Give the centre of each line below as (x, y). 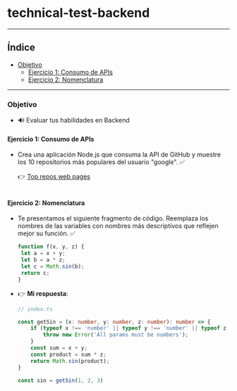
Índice (21, 48)
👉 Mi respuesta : (43, 293)
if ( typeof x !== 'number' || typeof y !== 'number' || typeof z (129, 328)
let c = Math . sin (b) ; (53, 267)
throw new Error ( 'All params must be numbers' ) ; (116, 335)
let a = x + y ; (43, 254)
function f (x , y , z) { (51, 247)
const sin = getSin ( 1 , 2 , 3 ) (60, 380)
